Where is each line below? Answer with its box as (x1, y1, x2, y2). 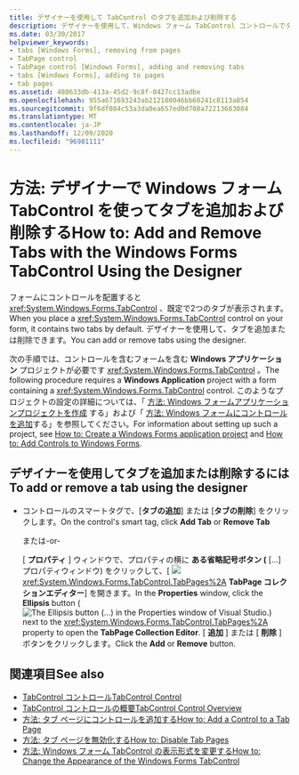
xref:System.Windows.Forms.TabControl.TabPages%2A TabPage (21, 576, 263, 587)
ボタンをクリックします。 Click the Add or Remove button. (21, 638, 236, 649)
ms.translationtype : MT (9, 112, 98, 121)
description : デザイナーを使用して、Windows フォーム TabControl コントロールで (9, 21, 287, 30)
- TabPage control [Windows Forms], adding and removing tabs (9, 63, 245, 72)
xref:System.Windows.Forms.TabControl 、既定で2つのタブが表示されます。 (9, 303, 288, 313)
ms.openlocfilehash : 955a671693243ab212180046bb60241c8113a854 (9, 95, 249, 105)
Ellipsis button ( (21, 597, 81, 608)
